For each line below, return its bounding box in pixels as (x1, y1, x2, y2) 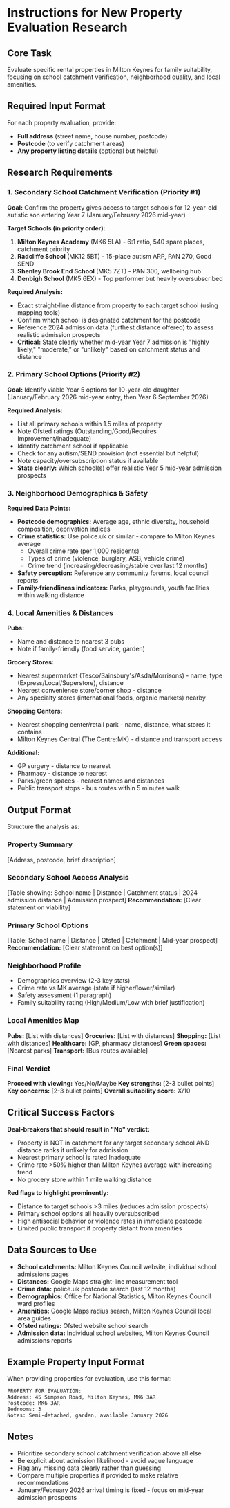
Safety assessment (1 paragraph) (17, 991, 112, 999)
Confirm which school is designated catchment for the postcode (17, 316, 201, 324)
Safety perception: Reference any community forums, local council (17, 569, 210, 577)
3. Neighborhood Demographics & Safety (7, 488, 148, 498)
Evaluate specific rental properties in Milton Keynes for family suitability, (7, 66, 213, 73)
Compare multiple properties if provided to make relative (17, 1471, 178, 1480)
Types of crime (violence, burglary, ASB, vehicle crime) (27, 554, 185, 563)
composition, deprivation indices (17, 525, 111, 534)
